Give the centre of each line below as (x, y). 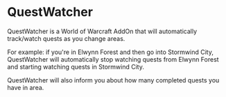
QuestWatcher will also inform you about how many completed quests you (113, 80)
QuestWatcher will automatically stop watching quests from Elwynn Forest (113, 59)
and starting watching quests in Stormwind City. (76, 67)
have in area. (26, 87)
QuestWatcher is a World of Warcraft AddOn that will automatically (102, 31)
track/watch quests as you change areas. (66, 38)
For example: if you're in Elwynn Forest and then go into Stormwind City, (110, 52)
